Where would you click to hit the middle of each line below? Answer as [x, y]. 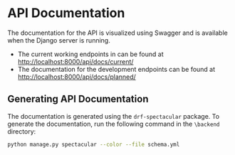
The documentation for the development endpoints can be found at [116, 69]
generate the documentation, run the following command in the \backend [114, 124]
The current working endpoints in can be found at [90, 54]
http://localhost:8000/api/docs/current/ [75, 61]
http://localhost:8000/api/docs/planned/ [77, 77]
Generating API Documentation [78, 99]
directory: [22, 131]
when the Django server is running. [59, 40]
